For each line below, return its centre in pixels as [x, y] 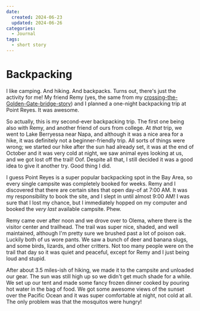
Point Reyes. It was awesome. [43, 110]
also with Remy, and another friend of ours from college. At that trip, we [94, 127]
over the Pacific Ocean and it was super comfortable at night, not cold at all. [99, 295]
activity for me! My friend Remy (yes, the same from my [74, 97]
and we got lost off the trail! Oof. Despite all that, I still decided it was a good [100, 159]
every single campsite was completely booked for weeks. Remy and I [91, 184]
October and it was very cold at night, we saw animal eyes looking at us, [95, 153]
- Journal [24, 34]
